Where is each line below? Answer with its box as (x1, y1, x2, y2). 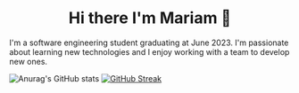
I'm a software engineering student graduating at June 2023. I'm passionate (9, 37, 289, 48)
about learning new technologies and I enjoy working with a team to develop (9, 46, 290, 57)
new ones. (9, 56, 47, 66)
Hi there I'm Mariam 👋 (68, 8, 232, 28)
